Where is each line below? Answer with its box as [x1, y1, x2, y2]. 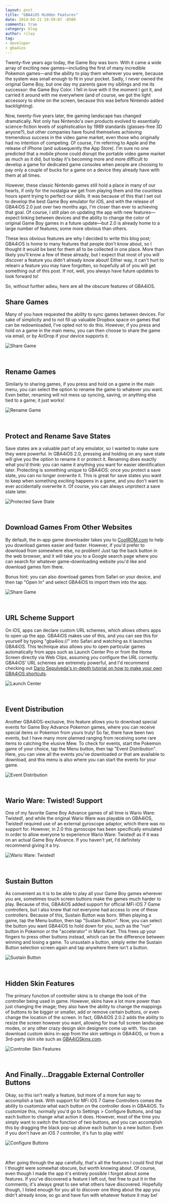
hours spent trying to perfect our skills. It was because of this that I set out [5, 193, 161, 199]
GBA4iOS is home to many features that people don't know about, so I [5, 241, 152, 247]
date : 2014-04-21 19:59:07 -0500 [5, 17, 76, 22]
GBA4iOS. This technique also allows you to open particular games [5, 643, 146, 649]
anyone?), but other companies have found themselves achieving [5, 128, 142, 135]
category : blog [5, 27, 38, 32]
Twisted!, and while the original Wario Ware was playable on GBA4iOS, [5, 815, 153, 821]
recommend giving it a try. [5, 842, 60, 849]
